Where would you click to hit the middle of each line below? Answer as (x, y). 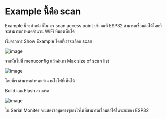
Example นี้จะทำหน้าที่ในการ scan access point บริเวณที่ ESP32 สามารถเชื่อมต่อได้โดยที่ (84, 25)
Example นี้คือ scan (43, 12)
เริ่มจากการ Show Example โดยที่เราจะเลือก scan (49, 41)
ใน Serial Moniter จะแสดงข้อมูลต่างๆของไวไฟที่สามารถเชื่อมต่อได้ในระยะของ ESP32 (77, 110)
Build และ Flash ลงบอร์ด (27, 90)
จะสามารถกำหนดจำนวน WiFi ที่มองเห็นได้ (40, 31)
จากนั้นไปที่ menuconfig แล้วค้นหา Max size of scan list (57, 61)
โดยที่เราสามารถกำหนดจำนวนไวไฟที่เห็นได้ (40, 80)
